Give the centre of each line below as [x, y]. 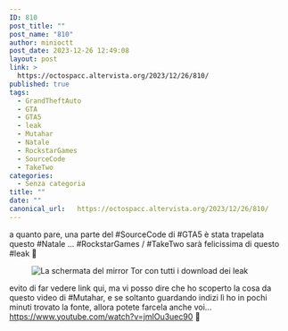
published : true [39, 84]
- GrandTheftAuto [49, 101]
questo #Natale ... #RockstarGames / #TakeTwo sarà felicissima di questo [144, 243]
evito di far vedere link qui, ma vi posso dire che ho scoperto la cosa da [140, 288]
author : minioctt [41, 42]
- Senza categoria [52, 184]
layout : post [33, 59]
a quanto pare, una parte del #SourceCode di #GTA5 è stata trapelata [137, 234]
